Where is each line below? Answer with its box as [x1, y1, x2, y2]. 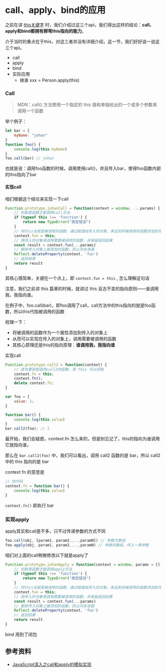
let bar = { [5, 128, 30, 134]
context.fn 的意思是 [5, 469, 44, 475]
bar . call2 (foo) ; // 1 [5, 426, 50, 431]
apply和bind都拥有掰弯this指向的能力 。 [5, 28, 86, 34]
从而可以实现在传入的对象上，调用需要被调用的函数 [12, 336, 117, 341]
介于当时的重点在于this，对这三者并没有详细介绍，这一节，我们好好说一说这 [5, 38, 160, 45]
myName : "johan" [14, 133, 48, 138]
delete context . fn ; [14, 381, 54, 386]
